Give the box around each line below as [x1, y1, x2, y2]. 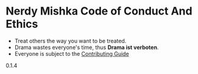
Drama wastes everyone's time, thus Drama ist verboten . [14, 44, 159, 51]
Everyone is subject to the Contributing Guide [14, 50, 129, 57]
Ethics [5, 17, 38, 31]
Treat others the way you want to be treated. [14, 37, 127, 44]
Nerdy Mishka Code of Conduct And [5, 4, 193, 18]
